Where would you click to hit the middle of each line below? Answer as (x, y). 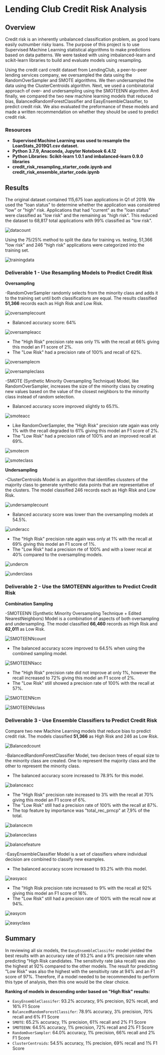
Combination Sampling (29, 604)
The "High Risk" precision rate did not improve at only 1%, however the (84, 672)
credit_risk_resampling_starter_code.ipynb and (62, 167)
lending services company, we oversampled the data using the (69, 75)
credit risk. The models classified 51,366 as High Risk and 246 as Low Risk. (82, 736)
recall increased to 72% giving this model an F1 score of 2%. (74, 678)
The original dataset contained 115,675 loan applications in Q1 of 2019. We (80, 200)
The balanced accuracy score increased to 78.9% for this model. (78, 775)
